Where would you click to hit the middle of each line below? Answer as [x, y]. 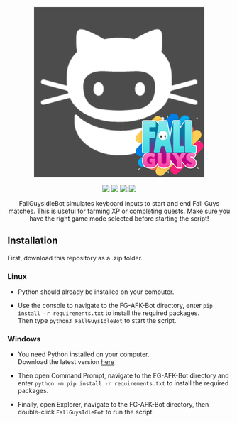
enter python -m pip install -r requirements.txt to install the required [123, 383]
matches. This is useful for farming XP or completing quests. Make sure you [119, 211]
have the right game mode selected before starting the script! [119, 219]
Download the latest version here [66, 362]
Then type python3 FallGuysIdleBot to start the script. [97, 321]
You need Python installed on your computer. [84, 354]
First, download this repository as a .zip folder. [75, 258]
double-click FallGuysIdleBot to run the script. [86, 412]
